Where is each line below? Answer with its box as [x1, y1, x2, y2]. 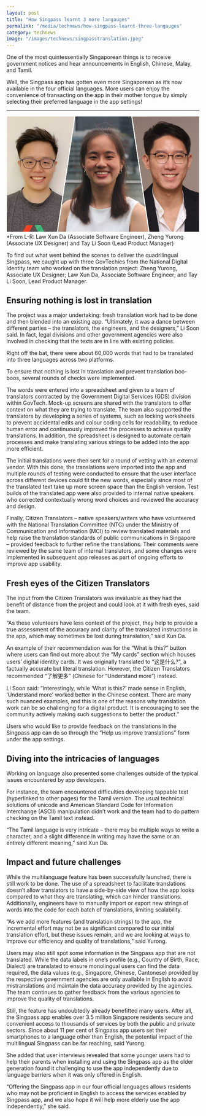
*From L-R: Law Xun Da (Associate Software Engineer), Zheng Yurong [6, 233, 184, 240]
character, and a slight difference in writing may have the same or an [6, 832, 180, 840]
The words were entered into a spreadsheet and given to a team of [6, 386, 175, 394]
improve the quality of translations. [6, 995, 94, 1002]
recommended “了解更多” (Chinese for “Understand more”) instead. [6, 673, 178, 680]
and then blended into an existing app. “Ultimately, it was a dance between [6, 318, 196, 326]
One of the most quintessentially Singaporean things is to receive [6, 53, 171, 61]
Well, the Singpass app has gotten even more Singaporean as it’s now [6, 79, 183, 86]
